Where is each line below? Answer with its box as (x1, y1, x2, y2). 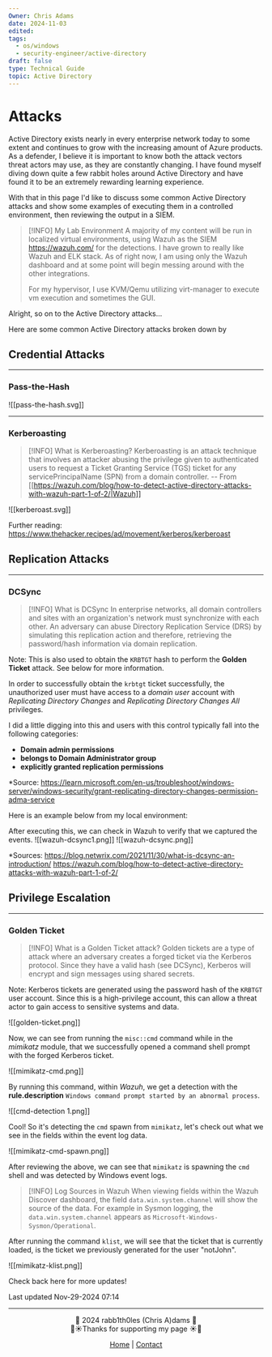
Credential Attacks (8, 348, 105, 361)
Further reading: (8, 520, 62, 530)
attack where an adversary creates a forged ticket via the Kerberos (28, 952, 253, 962)
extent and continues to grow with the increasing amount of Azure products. (8, 143, 263, 152)
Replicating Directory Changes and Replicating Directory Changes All (8, 696, 240, 706)
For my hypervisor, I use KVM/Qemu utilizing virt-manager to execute (28, 284, 260, 294)
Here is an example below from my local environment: (8, 811, 189, 821)
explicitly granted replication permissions (19, 762, 164, 772)
